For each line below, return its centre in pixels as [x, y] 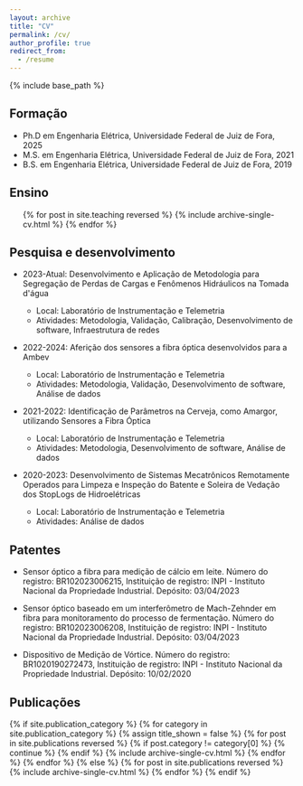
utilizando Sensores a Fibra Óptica [86, 421]
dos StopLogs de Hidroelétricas [81, 494]
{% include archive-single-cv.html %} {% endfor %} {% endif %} [130, 772]
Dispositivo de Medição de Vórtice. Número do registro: [126, 655]
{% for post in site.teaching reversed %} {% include [119, 214]
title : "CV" [32, 26]
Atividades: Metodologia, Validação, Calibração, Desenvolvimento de [165, 321]
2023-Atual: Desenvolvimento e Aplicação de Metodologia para [141, 274]
